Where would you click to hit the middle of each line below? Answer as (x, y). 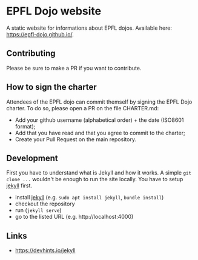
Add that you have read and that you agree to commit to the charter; (100, 133)
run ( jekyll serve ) (38, 210)
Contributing (31, 54)
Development (32, 158)
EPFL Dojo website (54, 11)
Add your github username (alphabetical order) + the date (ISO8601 (99, 120)
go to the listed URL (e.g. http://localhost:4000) (74, 217)
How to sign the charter (51, 87)
